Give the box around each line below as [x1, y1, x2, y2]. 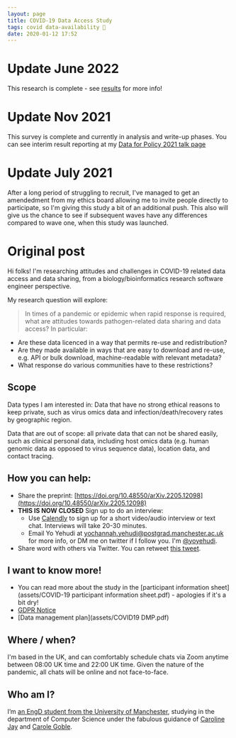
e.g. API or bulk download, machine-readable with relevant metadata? [17, 353, 222, 362]
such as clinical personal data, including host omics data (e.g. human [7, 436, 209, 445]
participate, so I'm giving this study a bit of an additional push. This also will [7, 204, 228, 212]
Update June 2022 [7, 61, 119, 77]
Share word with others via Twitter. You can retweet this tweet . [17, 544, 201, 552]
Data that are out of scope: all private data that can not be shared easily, [7, 429, 218, 437]
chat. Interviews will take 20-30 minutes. [28, 521, 147, 529]
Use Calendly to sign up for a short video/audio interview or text [28, 514, 216, 522]
